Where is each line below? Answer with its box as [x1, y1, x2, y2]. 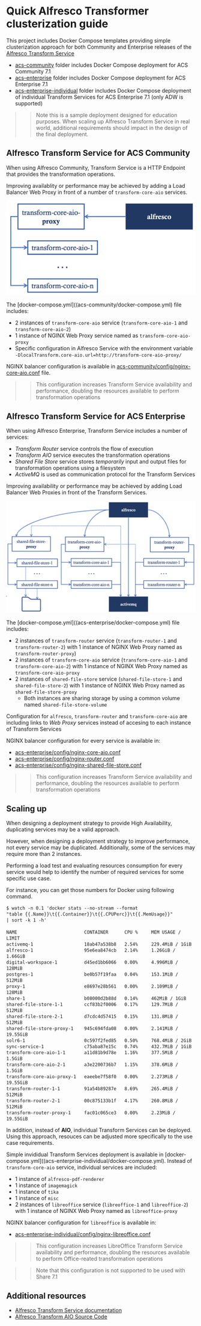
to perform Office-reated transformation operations [35, 1255, 163, 1262]
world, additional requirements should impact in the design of [35, 124, 188, 131]
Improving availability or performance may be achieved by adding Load [6, 483, 182, 490]
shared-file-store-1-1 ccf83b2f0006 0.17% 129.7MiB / [6, 1002, 179, 1008]
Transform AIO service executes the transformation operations [14, 451, 170, 459]
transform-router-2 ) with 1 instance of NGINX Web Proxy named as [14, 643, 182, 651]
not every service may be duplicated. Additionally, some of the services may [6, 844, 196, 851]
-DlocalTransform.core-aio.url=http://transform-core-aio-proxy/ [14, 352, 182, 359]
